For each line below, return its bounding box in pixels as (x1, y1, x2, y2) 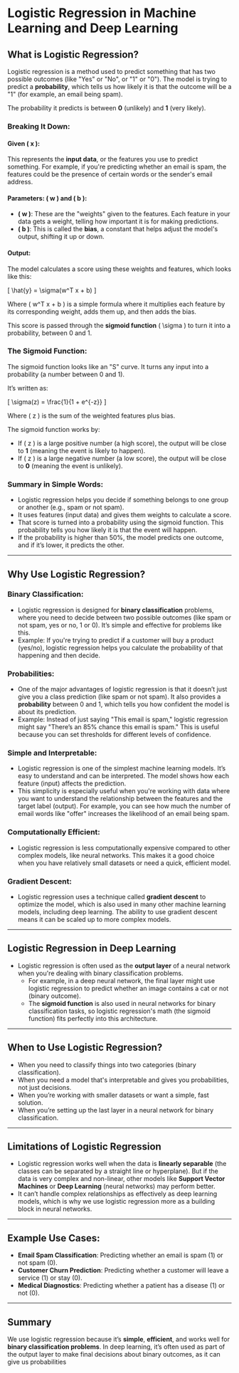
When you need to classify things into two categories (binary (17, 1060, 197, 1069)
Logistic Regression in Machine (7, 5, 197, 21)
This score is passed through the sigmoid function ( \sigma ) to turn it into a (7, 321, 231, 329)
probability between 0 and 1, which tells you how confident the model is (17, 700, 230, 709)
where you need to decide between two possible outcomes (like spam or (17, 613, 231, 622)
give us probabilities (7, 1357, 67, 1367)
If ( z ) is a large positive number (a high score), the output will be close (17, 439, 227, 447)
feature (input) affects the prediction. (17, 779, 127, 788)
